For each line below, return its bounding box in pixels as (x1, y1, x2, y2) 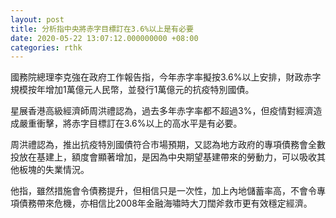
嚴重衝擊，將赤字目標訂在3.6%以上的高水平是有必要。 (18, 117, 243, 130)
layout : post (10, 14, 65, 25)
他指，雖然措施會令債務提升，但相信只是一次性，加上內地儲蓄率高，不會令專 (10, 185, 326, 197)
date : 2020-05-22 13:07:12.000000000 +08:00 (10, 33, 199, 43)
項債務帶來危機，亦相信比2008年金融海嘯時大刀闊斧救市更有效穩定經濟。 (10, 197, 313, 210)
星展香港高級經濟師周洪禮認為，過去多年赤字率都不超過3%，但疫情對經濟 (10, 105, 314, 117)
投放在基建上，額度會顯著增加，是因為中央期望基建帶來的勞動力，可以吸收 (10, 151, 317, 163)
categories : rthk (10, 42, 83, 53)
